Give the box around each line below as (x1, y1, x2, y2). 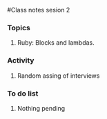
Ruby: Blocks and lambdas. (17, 39, 95, 47)
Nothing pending (17, 104, 66, 112)
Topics (7, 23, 31, 32)
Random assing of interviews (17, 72, 100, 80)
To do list (7, 89, 39, 98)
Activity (7, 56, 35, 65)
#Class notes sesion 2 (7, 6, 70, 14)
